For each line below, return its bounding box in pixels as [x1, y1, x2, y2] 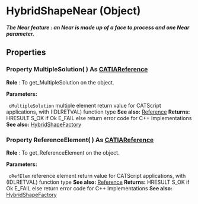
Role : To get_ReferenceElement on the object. [6, 149, 120, 156]
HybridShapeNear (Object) [6, 4, 141, 18]
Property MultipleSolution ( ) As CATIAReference [6, 65, 148, 74]
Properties [6, 48, 46, 58]
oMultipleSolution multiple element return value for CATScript [8, 102, 161, 109]
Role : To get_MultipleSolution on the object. [6, 79, 114, 86]
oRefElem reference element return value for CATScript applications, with [8, 172, 186, 179]
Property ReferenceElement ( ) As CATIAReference [6, 136, 154, 144]
